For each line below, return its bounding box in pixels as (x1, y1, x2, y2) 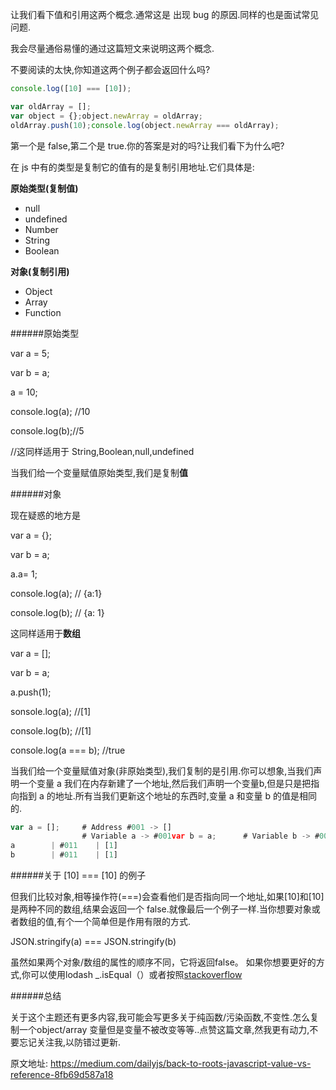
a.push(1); (10, 686, 52, 698)
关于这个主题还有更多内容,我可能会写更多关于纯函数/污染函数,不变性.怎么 (10, 1011, 311, 1023)
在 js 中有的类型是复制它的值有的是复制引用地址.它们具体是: (10, 161, 255, 173)
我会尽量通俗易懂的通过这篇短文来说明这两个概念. (10, 43, 215, 54)
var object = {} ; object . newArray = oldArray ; (10, 111, 203, 121)
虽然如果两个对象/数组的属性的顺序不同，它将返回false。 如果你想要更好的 (10, 956, 317, 968)
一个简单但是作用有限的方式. (74, 916, 192, 927)
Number (24, 223, 59, 235)
